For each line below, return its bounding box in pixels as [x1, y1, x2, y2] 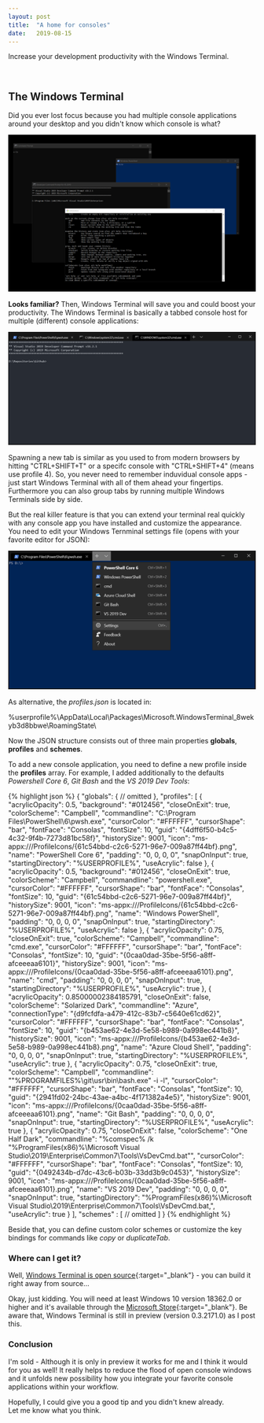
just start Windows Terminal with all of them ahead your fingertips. [8, 478, 224, 488]
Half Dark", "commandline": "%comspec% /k [8, 1134, 155, 1144]
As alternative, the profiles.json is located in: [8, 697, 152, 706]
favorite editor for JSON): [8, 535, 90, 544]
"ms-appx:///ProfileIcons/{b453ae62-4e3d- [97, 1034, 240, 1043]
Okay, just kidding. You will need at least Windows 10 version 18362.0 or [8, 1294, 242, 1303]
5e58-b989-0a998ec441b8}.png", [8, 1042, 119, 1052]
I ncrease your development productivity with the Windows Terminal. [8, 52, 229, 61]
